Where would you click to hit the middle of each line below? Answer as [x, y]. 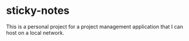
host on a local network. [35, 32]
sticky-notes [38, 11]
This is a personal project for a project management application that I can [95, 27]
